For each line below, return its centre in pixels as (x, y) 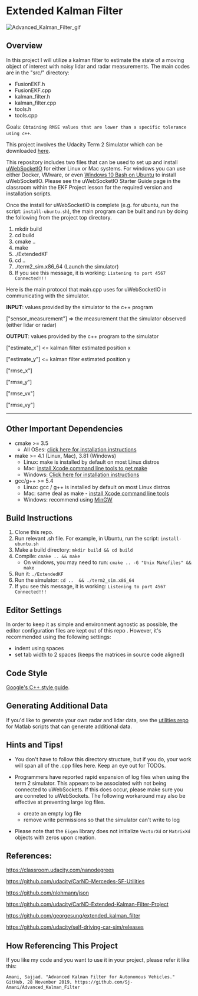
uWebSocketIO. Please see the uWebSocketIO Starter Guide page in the (93, 181)
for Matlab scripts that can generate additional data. (69, 726)
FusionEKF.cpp (33, 90)
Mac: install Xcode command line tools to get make (85, 468)
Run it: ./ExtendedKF (39, 574)
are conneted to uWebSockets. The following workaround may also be (100, 795)
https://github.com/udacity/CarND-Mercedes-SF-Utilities (75, 882)
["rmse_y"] (19, 382)
